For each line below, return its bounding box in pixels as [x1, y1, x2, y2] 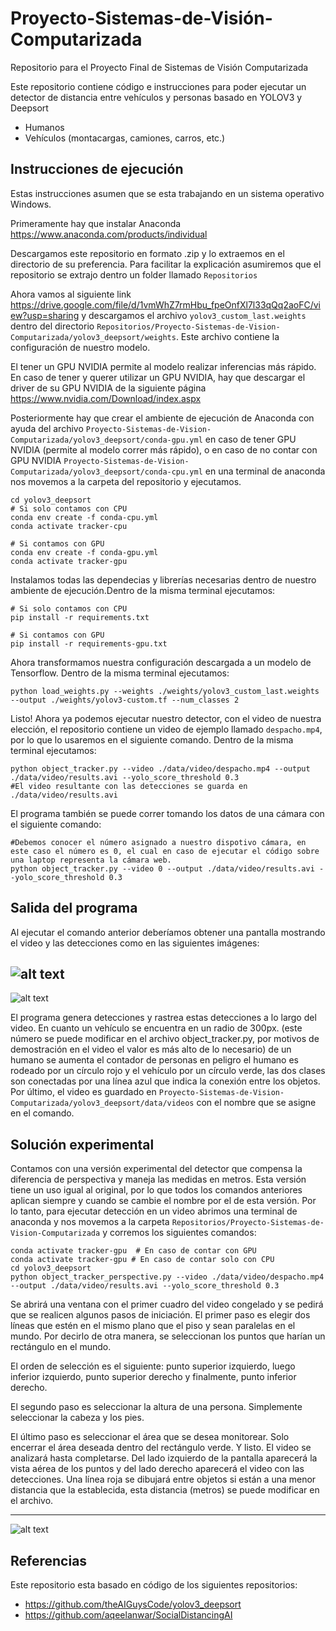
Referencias [10, 1552, 88, 1569]
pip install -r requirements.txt [10, 612, 150, 622]
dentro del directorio [10, 320, 95, 332]
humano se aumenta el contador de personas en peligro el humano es [10, 1054, 299, 1066]
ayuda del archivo [10, 422, 84, 434]
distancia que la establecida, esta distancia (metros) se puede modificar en [10, 1484, 320, 1496]
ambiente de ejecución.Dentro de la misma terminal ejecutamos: [10, 584, 276, 596]
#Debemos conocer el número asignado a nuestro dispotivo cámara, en [10, 837, 307, 847]
